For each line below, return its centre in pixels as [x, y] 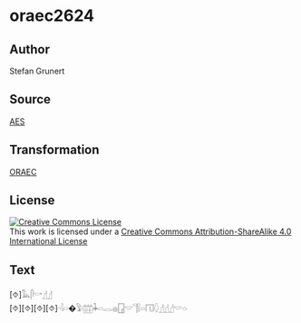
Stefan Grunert [37, 71]
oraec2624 [52, 16]
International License [49, 241]
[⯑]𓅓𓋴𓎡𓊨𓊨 [31, 295]
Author [29, 49]
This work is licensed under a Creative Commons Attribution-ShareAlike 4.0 [150, 231]
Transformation [54, 150]
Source [30, 99]
